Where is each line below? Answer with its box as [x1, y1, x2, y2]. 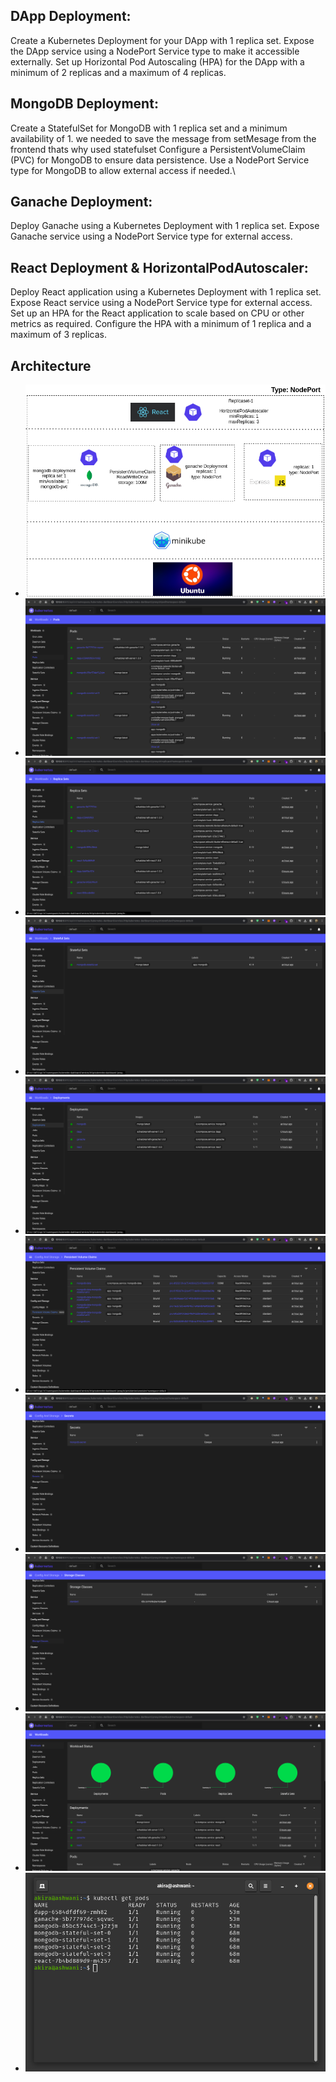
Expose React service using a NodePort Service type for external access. [10, 297, 313, 309]
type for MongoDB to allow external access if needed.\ [10, 164, 236, 176]
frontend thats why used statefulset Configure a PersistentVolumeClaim [10, 143, 306, 155]
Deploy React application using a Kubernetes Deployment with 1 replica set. [10, 286, 322, 298]
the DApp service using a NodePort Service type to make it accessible [10, 45, 300, 57]
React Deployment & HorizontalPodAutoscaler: [10, 259, 309, 276]
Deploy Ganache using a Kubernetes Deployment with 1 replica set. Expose [10, 220, 320, 232]
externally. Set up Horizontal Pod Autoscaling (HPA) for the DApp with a [10, 55, 305, 68]
